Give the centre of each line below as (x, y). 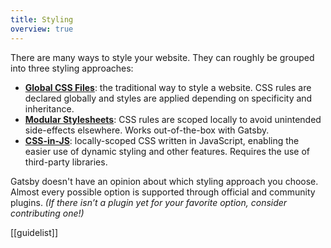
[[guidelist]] (34, 232)
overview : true (42, 29)
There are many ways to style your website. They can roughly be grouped (162, 57)
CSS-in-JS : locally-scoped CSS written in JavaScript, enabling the (162, 140)
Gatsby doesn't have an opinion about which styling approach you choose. (164, 181)
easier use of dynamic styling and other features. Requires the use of (167, 151)
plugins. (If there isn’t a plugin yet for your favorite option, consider (149, 202)
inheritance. (49, 108)
